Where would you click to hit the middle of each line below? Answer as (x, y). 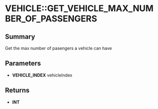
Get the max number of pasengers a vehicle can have (59, 48)
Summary (20, 37)
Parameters (23, 63)
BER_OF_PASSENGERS (51, 19)
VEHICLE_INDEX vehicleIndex (42, 75)
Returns (17, 90)
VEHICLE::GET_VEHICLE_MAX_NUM (79, 8)
